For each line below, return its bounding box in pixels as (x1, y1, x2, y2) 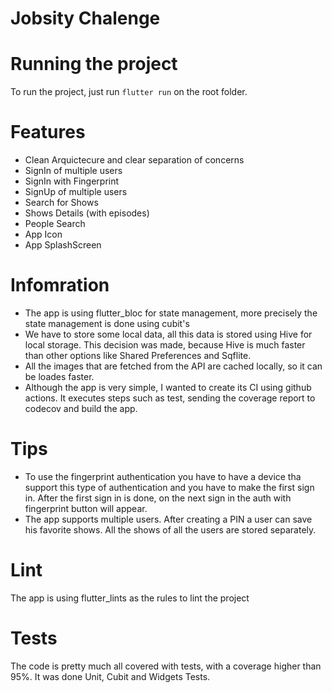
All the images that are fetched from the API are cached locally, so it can (24, 360, 323, 372)
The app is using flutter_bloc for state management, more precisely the (24, 307, 318, 319)
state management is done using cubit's (24, 318, 190, 329)
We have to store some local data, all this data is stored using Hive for (24, 328, 313, 340)
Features (10, 121, 86, 144)
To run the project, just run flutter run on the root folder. (10, 86, 248, 98)
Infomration (10, 274, 110, 297)
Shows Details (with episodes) (24, 207, 150, 219)
